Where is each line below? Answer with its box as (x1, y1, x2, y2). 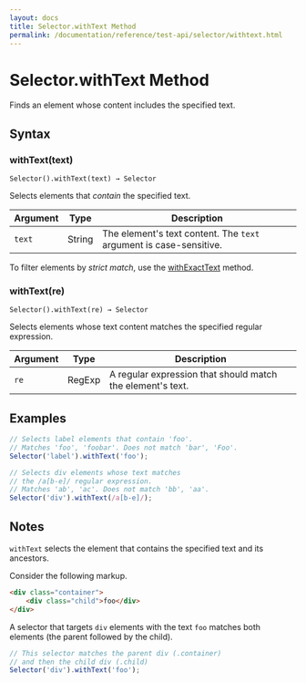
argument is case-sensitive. (101, 239, 223, 251)
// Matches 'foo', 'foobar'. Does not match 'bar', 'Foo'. (9, 443, 239, 452)
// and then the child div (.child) (9, 657, 148, 667)
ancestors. (9, 553, 50, 564)
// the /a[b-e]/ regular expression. (9, 476, 153, 486)
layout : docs (9, 13, 59, 23)
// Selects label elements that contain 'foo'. (9, 435, 194, 444)
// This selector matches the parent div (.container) (9, 648, 222, 657)
